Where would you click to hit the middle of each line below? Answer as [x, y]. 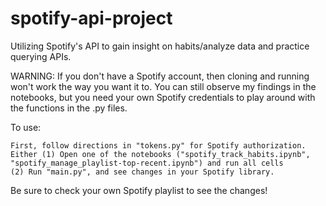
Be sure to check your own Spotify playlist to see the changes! [139, 190]
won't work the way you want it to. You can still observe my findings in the [163, 86]
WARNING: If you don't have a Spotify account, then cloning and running [160, 76]
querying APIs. [41, 56]
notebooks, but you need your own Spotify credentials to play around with [163, 97]
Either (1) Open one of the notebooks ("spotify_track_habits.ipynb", [160, 154]
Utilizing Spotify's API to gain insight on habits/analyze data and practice [160, 46]
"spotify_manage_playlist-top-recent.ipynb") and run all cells [147, 163]
